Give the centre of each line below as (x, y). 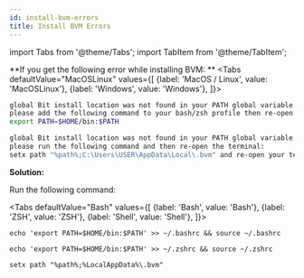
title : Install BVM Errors (60, 26)
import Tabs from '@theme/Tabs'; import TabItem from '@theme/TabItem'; (148, 51)
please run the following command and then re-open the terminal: (137, 146)
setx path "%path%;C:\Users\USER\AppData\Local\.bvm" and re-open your (147, 154)
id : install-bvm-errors (54, 18)
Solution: (27, 171)
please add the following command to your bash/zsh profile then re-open (152, 114)
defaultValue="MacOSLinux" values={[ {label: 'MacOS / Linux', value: (139, 79)
